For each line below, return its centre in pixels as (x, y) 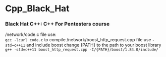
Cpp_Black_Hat (37, 9)
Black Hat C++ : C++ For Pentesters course (57, 24)
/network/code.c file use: (31, 34)
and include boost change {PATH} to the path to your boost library (94, 45)
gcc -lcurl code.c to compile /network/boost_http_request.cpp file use (78, 40)
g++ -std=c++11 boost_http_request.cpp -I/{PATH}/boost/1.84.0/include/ (82, 50)
